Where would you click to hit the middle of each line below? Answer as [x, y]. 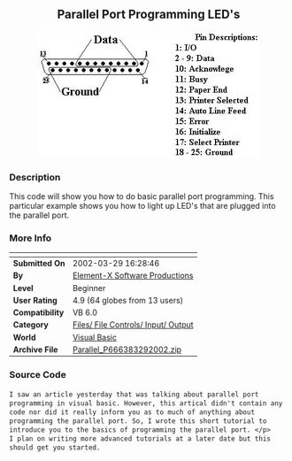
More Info [31, 238]
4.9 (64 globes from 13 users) [128, 300]
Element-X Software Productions [133, 276]
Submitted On [39, 264]
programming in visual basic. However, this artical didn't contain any [146, 403]
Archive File [35, 350]
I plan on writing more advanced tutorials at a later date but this [140, 438]
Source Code [38, 375]
